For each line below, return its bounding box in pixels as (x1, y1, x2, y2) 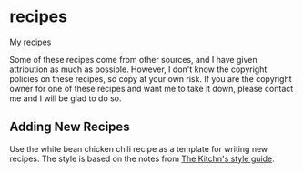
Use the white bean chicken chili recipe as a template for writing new (9, 143, 268, 154)
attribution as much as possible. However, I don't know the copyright (9, 64, 268, 75)
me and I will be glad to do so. (9, 93, 122, 104)
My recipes (9, 36, 52, 47)
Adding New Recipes (9, 119, 130, 135)
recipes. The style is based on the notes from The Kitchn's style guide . (9, 153, 275, 164)
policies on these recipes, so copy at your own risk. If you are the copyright (9, 73, 292, 84)
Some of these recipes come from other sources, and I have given (9, 54, 258, 65)
